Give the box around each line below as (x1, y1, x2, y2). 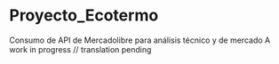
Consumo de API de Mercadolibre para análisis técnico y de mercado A (9, 35, 271, 45)
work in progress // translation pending (9, 44, 152, 54)
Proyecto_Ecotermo (9, 5, 159, 26)
